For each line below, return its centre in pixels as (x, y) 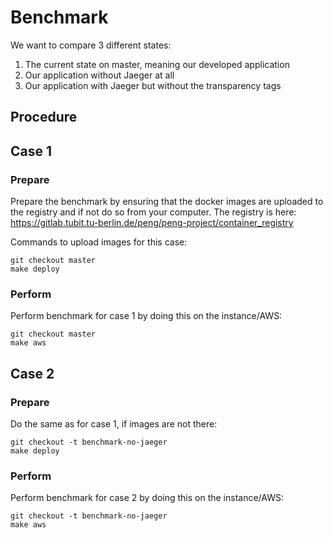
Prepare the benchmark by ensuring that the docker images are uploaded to (167, 202)
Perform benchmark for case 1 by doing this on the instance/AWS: (146, 316)
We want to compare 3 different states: (91, 45)
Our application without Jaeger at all (99, 75)
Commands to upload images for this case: (99, 242)
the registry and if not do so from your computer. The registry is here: (153, 212)
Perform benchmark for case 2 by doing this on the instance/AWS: (147, 498)
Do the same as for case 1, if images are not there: (114, 424)
